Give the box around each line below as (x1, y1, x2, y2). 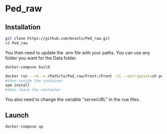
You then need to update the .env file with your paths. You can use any (5, 49, 150, 55)
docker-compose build (5, 64, 50, 70)
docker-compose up (5, 124, 43, 129)
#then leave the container (5, 88, 61, 93)
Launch (5, 111, 29, 120)
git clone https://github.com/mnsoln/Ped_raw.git (5, 36, 110, 41)
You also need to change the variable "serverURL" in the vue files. (5, 97, 140, 103)
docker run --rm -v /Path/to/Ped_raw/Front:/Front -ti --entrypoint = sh (5, 73, 157, 79)
